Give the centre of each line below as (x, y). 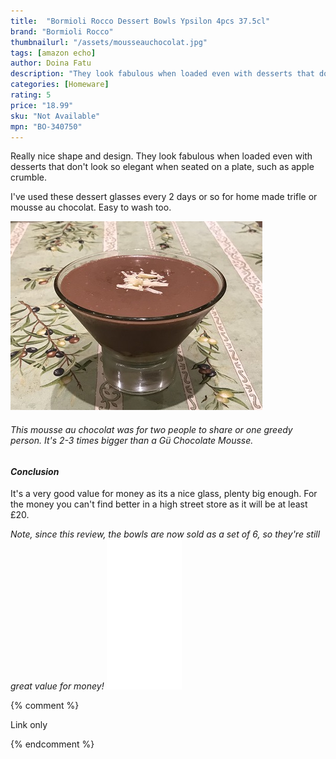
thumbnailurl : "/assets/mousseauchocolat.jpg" (109, 42)
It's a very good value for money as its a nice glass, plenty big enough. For (164, 494)
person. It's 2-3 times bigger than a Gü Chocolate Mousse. (132, 440)
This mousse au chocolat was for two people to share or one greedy (151, 429)
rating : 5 (31, 95)
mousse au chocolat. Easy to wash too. (91, 207)
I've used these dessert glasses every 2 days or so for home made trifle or (164, 197)
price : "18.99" (42, 105)
